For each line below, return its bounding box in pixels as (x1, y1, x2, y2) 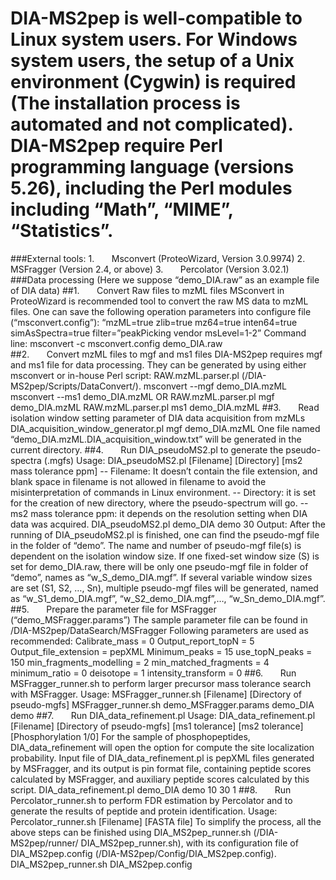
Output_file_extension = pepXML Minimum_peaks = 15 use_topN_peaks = (10, 645, 313, 657)
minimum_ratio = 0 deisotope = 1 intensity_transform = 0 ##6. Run (10, 667, 297, 679)
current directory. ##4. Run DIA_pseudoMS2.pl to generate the (10, 443, 284, 456)
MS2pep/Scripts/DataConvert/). (10, 380, 142, 392)
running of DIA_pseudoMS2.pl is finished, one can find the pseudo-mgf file (10, 528, 320, 541)
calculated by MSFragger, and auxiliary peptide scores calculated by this (10, 773, 310, 785)
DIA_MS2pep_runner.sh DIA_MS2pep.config (10, 858, 193, 870)
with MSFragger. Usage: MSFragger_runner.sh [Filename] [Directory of (10, 688, 302, 700)
